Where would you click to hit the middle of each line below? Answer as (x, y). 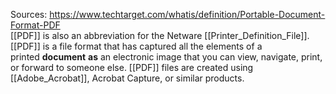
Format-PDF (35, 25)
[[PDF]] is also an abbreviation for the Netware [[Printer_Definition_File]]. (160, 35)
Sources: (29, 14)
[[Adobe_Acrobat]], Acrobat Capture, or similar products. (127, 78)
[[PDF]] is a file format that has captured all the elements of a (136, 46)
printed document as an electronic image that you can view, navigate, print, (166, 57)
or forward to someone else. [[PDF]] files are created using (132, 67)
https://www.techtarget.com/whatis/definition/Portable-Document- (187, 14)
